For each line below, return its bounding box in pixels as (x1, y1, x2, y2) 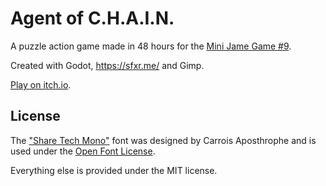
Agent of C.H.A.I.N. (10, 7, 175, 30)
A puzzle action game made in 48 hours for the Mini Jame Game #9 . (10, 40, 292, 52)
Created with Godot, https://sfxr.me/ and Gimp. (10, 59, 205, 71)
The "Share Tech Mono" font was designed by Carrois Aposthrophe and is (10, 134, 317, 146)
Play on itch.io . (10, 78, 72, 91)
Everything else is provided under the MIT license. (10, 164, 218, 176)
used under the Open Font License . (10, 145, 156, 157)
